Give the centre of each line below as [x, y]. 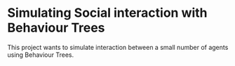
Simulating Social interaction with [108, 13]
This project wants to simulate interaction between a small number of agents [118, 47]
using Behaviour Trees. [41, 55]
